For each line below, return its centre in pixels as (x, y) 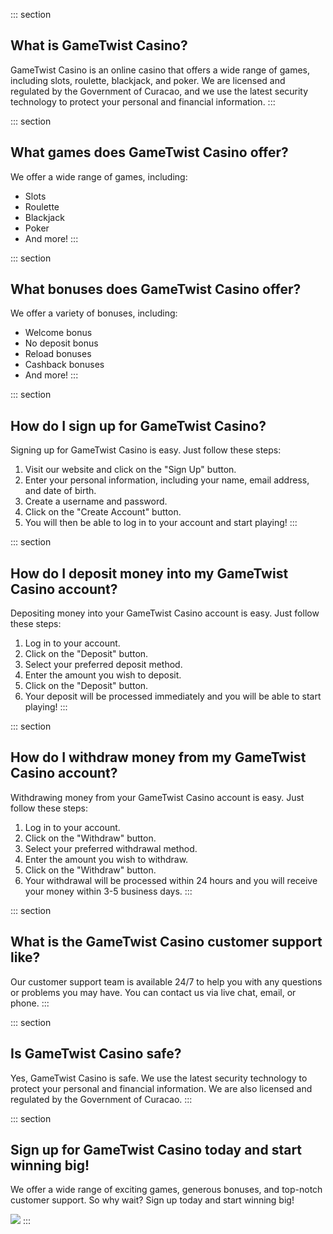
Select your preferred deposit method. (103, 665)
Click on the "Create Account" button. (103, 512)
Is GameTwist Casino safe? (96, 1054)
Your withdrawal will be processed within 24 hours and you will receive (171, 880)
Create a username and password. (96, 501)
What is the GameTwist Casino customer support (166, 942)
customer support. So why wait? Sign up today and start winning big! (152, 1200)
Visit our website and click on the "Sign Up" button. (130, 470)
